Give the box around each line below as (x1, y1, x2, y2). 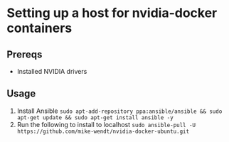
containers (6, 20, 73, 36)
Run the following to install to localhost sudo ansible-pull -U (16, 120, 196, 129)
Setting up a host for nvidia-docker (6, 5, 218, 21)
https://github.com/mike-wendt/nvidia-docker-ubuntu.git (16, 128, 190, 135)
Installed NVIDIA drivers (16, 67, 87, 75)
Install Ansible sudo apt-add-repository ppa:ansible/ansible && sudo (16, 106, 223, 115)
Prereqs (6, 48, 43, 60)
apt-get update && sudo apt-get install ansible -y (16, 114, 174, 121)
